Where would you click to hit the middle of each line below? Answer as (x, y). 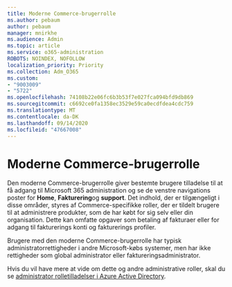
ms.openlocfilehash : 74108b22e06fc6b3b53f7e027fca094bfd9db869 (100, 98)
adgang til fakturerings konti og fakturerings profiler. (82, 227)
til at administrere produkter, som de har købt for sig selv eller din (100, 213)
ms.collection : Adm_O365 (43, 71)
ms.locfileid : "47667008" (44, 130)
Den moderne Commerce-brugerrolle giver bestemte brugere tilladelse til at (115, 183)
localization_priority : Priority (55, 65)
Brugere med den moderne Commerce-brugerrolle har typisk (95, 241)
